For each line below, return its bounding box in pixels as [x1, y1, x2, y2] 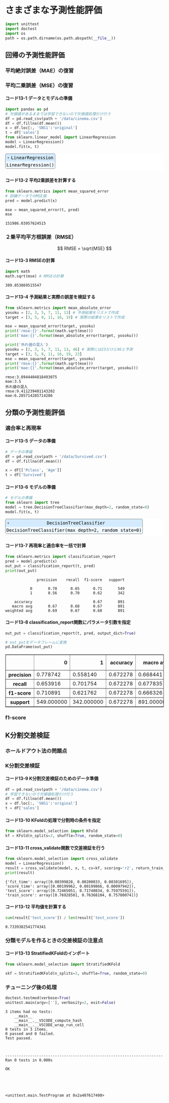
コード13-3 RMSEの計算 [5, 258, 55, 264]
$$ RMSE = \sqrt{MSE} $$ [57, 245, 112, 251]
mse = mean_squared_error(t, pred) [5, 207, 80, 212]
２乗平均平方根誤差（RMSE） [5, 233, 77, 240]
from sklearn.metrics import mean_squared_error [5, 189, 109, 194]
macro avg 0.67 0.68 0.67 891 [12, 604, 125, 609]
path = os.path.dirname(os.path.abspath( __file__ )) [5, 36, 116, 41]
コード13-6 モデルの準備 [5, 484, 56, 490]
